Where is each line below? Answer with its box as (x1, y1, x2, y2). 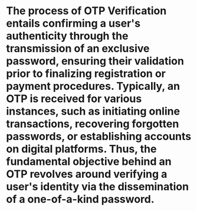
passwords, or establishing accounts (6, 130, 192, 143)
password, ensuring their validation (6, 54, 185, 68)
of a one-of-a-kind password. (6, 193, 155, 206)
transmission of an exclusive (6, 42, 150, 56)
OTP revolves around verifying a (6, 167, 168, 181)
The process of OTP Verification (6, 4, 167, 18)
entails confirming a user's (6, 17, 140, 30)
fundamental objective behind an (6, 155, 172, 168)
